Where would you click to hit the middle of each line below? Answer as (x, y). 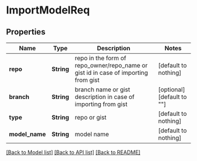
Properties (26, 32)
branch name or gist (103, 90)
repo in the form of (101, 58)
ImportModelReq (48, 10)
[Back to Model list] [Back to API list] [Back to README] (73, 152)
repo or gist (91, 117)
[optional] (171, 90)
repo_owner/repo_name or (111, 65)
